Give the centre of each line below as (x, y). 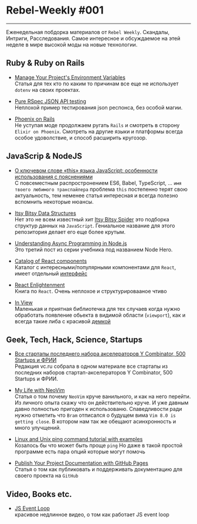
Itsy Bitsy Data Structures (45, 213)
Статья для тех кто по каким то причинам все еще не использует (96, 84)
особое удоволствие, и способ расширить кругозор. (81, 137)
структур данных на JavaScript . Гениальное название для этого (95, 225)
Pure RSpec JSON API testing (50, 101)
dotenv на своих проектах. (47, 89)
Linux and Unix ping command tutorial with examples (79, 439)
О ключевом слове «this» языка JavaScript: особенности (86, 170)
